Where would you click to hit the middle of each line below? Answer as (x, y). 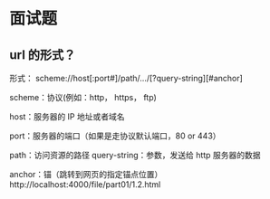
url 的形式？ (43, 55)
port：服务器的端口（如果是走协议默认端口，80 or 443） (115, 136)
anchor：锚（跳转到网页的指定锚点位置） (86, 174)
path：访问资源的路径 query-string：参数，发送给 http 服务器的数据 (135, 155)
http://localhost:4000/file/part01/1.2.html (85, 185)
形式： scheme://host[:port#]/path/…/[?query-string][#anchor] (126, 78)
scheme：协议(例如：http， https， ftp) (83, 97)
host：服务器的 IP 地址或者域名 (67, 117)
